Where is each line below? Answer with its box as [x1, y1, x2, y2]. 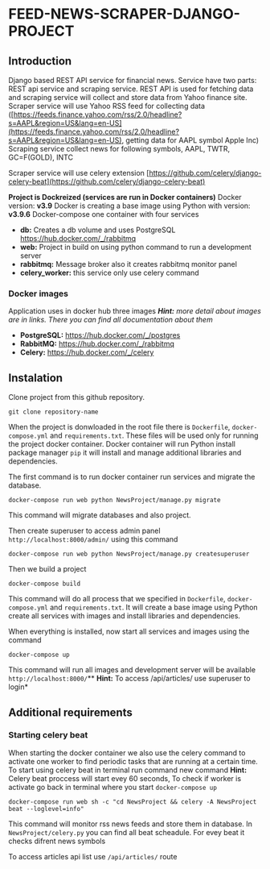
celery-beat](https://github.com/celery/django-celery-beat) [8, 177, 206, 186]
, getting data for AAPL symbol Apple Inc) [121, 135, 260, 145]
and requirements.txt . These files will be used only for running [49, 430, 259, 440]
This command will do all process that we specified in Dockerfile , [8, 594, 227, 604]
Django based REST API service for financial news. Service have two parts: [8, 76, 257, 85]
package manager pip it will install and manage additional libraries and [8, 448, 242, 458]
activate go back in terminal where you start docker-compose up [8, 782, 217, 792]
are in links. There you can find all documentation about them [8, 315, 213, 325]
